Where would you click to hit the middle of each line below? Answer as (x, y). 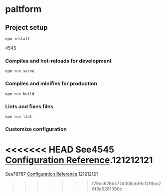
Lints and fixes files (29, 106)
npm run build (20, 94)
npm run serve (20, 71)
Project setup (27, 28)
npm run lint (19, 117)
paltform (23, 9)
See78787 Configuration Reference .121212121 (52, 174)
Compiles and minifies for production (51, 84)
